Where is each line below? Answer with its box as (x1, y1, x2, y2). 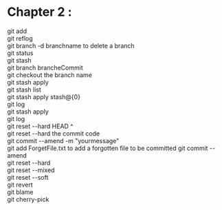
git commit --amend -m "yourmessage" (7, 136, 120, 145)
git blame (7, 187, 34, 196)
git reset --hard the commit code (7, 129, 100, 138)
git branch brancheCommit (7, 63, 84, 72)
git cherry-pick (7, 195, 49, 203)
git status (7, 49, 34, 57)
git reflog (7, 34, 33, 42)
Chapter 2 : (7, 4, 72, 20)
